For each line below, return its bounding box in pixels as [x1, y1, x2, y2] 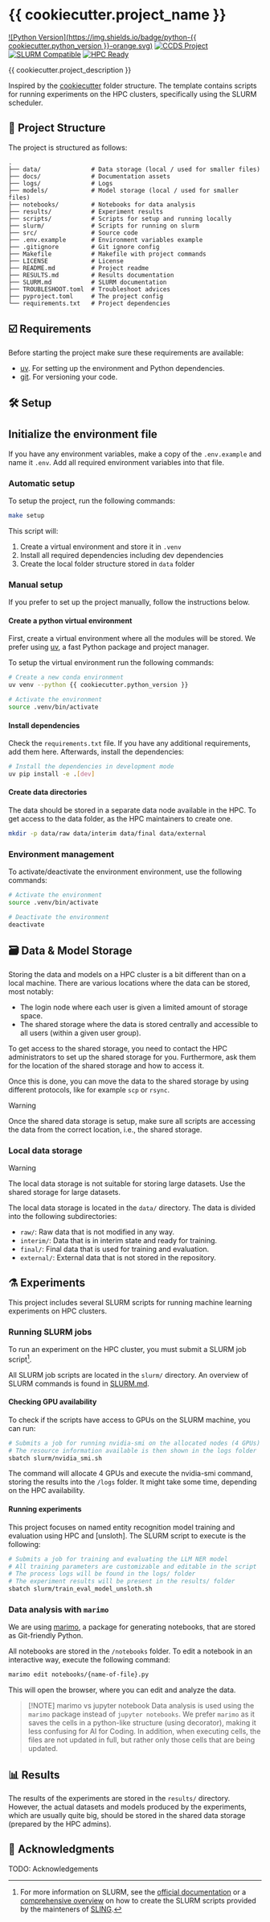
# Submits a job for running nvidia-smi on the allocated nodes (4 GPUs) [8, 1439, 261, 1447]
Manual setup [8, 579, 63, 590]
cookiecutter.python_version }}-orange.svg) [8, 40, 153, 50]
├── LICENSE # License [8, 256, 125, 265]
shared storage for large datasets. [8, 1187, 121, 1196]
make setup [8, 512, 45, 520]
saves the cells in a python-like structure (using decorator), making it [27, 1718, 257, 1728]
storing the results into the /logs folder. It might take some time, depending [8, 1477, 257, 1487]
